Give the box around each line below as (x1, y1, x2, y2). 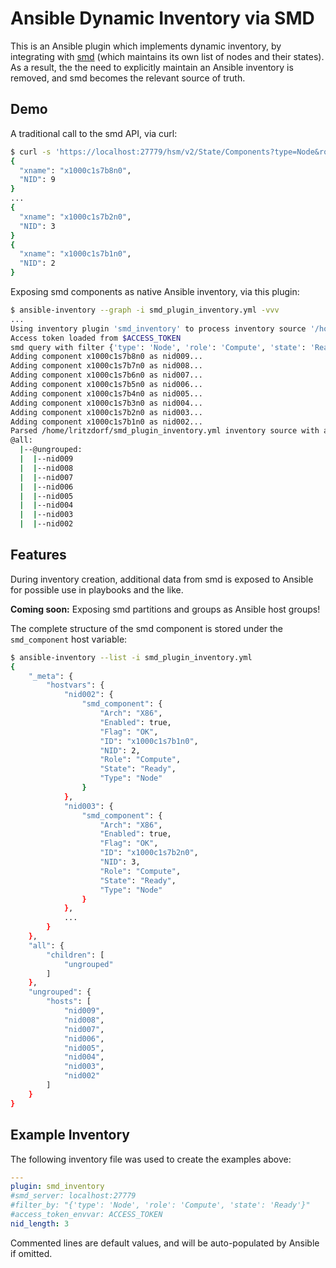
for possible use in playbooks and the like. (10, 583, 184, 596)
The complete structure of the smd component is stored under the (10, 622, 283, 634)
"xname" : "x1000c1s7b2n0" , (19, 212, 132, 222)
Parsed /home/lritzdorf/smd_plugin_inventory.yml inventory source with (10, 426, 320, 436)
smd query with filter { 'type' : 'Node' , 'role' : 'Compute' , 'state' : (10, 342, 307, 352)
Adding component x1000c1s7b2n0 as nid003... (10, 407, 203, 417)
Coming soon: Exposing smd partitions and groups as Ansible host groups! (10, 603, 321, 615)
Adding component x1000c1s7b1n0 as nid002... (10, 417, 203, 427)
